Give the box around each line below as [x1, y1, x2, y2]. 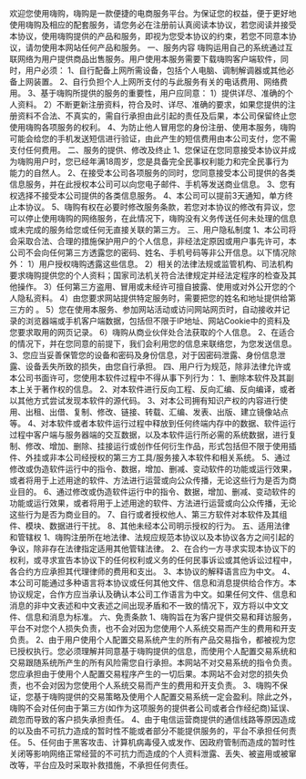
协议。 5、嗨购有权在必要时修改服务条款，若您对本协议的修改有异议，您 [25, 201, 296, 212]
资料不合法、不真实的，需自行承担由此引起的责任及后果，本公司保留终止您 [16, 110, 297, 121]
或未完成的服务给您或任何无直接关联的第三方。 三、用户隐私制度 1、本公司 [9, 224, 289, 235]
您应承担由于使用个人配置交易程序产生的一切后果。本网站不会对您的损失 [9, 669, 280, 679]
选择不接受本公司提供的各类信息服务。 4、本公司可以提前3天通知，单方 [16, 190, 285, 200]
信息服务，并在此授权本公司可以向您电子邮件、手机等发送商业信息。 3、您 [9, 179, 289, 190]
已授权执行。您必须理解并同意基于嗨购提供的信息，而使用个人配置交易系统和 [9, 646, 297, 656]
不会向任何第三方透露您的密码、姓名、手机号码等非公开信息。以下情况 [25, 247, 289, 258]
